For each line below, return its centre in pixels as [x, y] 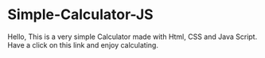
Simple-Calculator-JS [80, 15]
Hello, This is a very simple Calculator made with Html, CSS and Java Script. [132, 37]
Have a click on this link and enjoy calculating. [83, 44]
